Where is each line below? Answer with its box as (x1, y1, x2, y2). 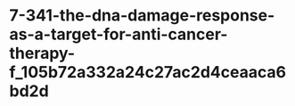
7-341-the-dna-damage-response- (9, 5, 275, 26)
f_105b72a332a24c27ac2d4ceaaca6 (9, 62, 287, 83)
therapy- (9, 44, 76, 63)
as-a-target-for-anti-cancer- (9, 24, 228, 45)
